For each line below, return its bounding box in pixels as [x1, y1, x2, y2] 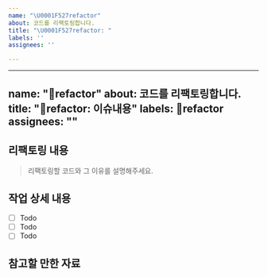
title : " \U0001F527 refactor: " [8, 26, 112, 34]
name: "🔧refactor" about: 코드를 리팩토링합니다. [8, 87, 242, 100]
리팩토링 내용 [8, 144, 69, 157]
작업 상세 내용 [8, 191, 72, 205]
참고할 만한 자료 [8, 256, 81, 270]
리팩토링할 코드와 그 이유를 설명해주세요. [27, 166, 153, 175]
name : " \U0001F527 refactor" [8, 11, 102, 20]
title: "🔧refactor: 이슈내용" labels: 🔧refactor [8, 102, 224, 115]
